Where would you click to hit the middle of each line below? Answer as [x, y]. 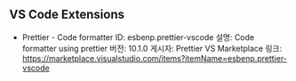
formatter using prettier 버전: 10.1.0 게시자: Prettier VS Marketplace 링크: [152, 48]
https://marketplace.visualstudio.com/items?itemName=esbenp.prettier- [154, 58]
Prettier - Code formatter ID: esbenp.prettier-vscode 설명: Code [138, 37]
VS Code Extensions [67, 15]
